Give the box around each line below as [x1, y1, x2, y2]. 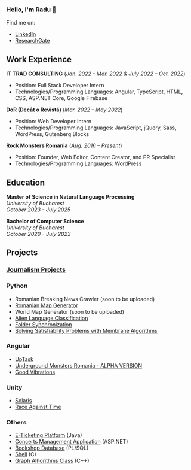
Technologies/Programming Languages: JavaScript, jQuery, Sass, [14, 124, 177, 131]
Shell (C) [14, 451, 37, 458]
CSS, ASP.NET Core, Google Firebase [14, 95, 108, 102]
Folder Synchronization [14, 320, 72, 328]
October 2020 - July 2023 [6, 230, 71, 237]
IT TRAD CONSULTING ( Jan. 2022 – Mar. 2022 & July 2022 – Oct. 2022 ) [6, 70, 186, 77]
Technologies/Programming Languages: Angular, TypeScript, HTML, [14, 88, 183, 95]
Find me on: [6, 19, 36, 26]
